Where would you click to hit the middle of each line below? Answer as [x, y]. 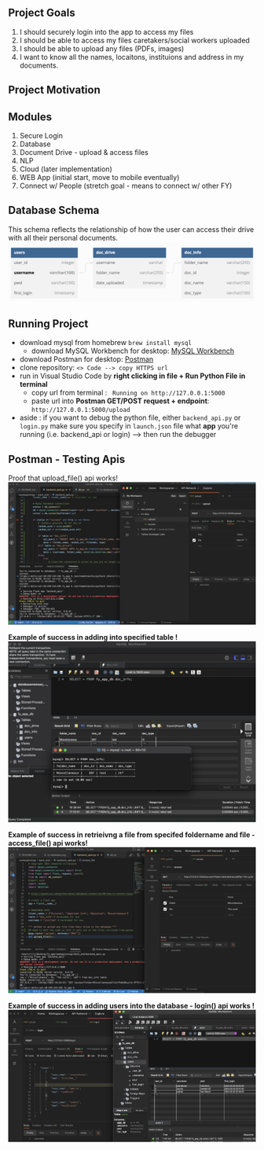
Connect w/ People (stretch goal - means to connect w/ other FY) [126, 186]
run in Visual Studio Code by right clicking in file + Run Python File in [132, 376]
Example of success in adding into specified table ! [93, 637]
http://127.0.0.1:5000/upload [81, 410]
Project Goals [42, 13]
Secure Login [41, 136]
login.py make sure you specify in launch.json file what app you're [128, 426]
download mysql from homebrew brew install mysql [106, 343]
